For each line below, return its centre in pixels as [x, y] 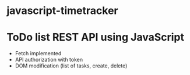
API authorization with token [49, 60]
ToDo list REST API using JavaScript [96, 37]
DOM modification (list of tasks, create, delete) [71, 66]
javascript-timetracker [62, 11]
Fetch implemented [38, 53]
